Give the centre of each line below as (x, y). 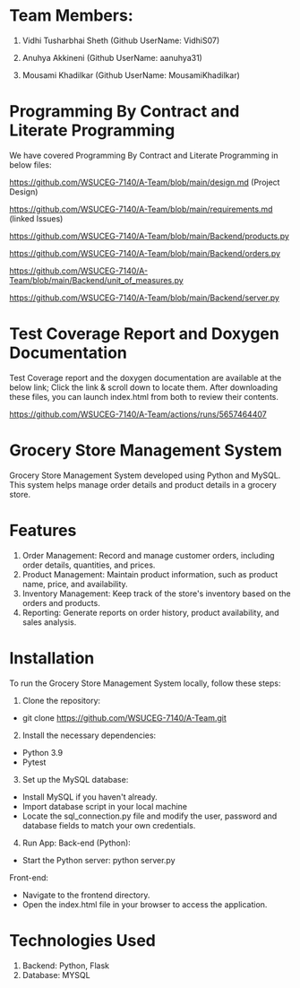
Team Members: (71, 16)
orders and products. (61, 602)
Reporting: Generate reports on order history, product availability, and (150, 612)
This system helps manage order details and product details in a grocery (143, 484)
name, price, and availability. (75, 584)
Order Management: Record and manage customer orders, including (148, 555)
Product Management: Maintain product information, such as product (150, 574)
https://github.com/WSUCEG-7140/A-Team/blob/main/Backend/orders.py (145, 253)
